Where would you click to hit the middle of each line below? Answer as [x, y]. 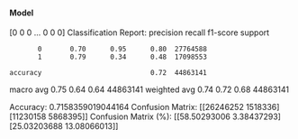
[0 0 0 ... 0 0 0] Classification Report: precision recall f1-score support [140, 32]
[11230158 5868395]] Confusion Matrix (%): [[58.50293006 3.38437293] [145, 116]
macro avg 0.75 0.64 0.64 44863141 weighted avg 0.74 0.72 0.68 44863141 [149, 89]
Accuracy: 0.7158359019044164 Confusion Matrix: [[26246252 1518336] [144, 107]
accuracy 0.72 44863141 [108, 73]
